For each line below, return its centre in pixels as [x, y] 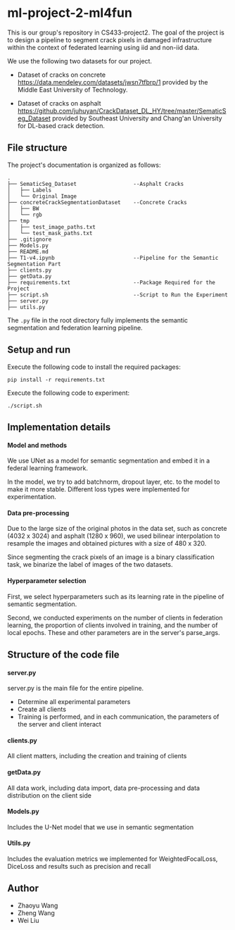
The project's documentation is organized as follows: [84, 165]
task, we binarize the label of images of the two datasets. [90, 565]
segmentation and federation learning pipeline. [75, 327]
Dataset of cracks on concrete [62, 75]
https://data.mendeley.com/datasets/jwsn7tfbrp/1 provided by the [113, 82]
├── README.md [28, 251]
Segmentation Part [34, 264]
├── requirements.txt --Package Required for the [112, 282]
